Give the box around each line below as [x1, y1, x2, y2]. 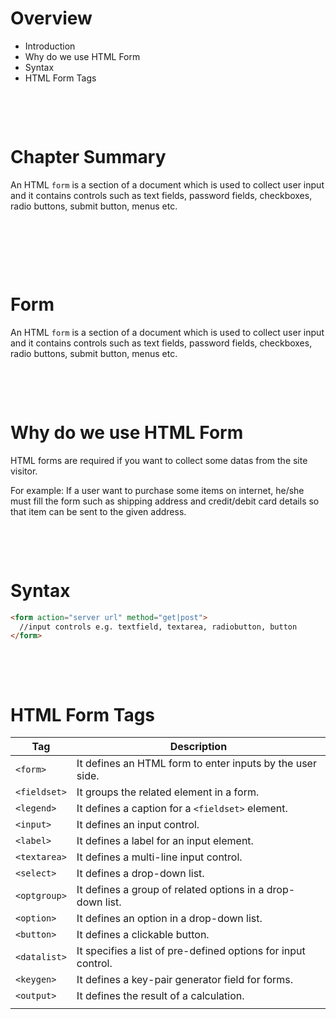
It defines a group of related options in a [76, 883, 265, 897]
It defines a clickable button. [76, 928, 210, 942]
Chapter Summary [10, 146, 167, 169]
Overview [10, 7, 93, 30]
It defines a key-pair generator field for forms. [76, 973, 294, 987]
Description [169, 740, 228, 754]
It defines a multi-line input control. [76, 850, 243, 864]
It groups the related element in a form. [76, 785, 260, 799]
